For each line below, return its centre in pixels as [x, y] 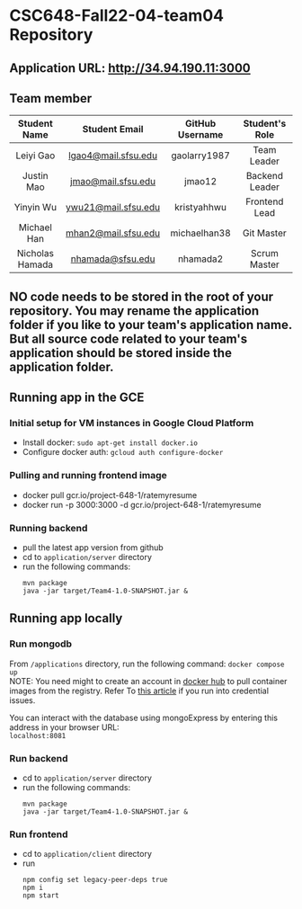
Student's [265, 124]
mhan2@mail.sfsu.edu [113, 233]
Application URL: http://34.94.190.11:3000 [130, 68]
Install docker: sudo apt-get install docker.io [110, 442]
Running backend [49, 528]
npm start [41, 896]
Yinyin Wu [35, 208]
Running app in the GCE [77, 398]
